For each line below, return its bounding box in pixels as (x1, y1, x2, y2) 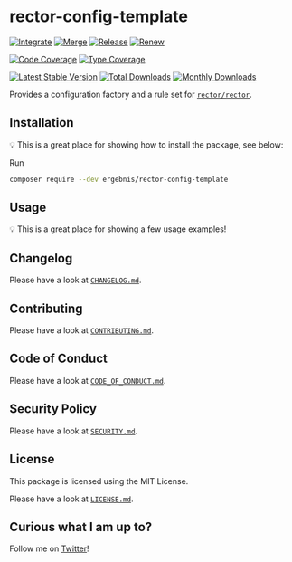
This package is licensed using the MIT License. (9, 475, 189, 486)
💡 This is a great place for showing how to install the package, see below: (9, 138, 284, 150)
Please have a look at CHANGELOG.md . (9, 274, 142, 286)
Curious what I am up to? (9, 519, 153, 535)
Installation (9, 115, 74, 130)
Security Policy (9, 401, 98, 417)
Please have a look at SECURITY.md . (9, 425, 138, 436)
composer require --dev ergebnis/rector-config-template (9, 175, 229, 184)
